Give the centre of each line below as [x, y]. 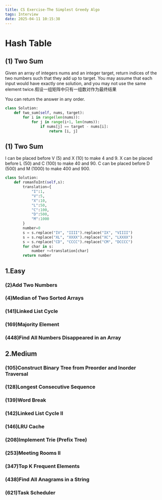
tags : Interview [22, 14]
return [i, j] [63, 131]
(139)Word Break [26, 400]
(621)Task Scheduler [30, 493]
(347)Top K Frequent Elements [42, 466]
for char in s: [38, 247]
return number [37, 256]
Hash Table [28, 43]
